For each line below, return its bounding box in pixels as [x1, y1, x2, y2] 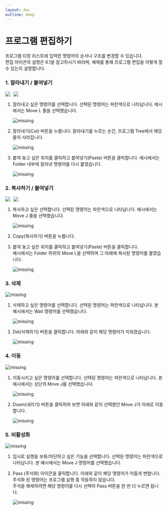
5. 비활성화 [5, 431, 30, 438]
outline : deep [5, 12, 35, 17]
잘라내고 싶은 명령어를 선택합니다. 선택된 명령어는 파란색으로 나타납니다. [12, 101, 153, 107]
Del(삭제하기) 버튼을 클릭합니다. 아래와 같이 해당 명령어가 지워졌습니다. [12, 329, 151, 335]
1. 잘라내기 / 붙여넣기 [5, 79, 53, 86]
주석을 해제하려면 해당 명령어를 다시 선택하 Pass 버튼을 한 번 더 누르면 [12, 483, 149, 489]
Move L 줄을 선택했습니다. [26, 107, 78, 113]
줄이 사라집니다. [12, 134, 44, 140]
